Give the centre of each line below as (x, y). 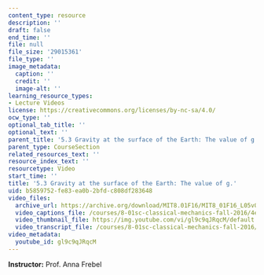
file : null (26, 45)
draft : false (29, 30)
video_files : (29, 198)
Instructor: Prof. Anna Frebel (55, 264)
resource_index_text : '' (49, 162)
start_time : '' (33, 176)
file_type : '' (31, 60)
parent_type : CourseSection (54, 147)
